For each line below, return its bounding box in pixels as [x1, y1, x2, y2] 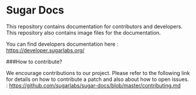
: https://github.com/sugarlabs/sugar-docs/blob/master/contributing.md [6, 82, 181, 89]
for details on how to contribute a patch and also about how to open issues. [6, 76, 190, 83]
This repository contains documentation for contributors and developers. [6, 23, 183, 30]
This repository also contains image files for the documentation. [6, 29, 161, 36]
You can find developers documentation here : [6, 40, 119, 48]
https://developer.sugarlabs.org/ [6, 46, 85, 53]
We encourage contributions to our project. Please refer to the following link [6, 69, 190, 76]
